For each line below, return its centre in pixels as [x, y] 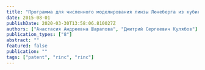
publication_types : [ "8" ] [39, 35]
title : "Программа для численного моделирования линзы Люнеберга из [95, 12]
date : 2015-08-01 [28, 18]
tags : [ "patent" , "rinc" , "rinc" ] [50, 57]
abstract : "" [23, 40]
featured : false [27, 46]
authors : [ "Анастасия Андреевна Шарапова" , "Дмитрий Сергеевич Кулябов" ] [102, 29]
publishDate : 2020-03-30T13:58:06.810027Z [61, 23]
